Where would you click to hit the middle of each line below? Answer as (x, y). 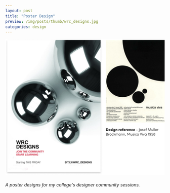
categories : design (26, 27)
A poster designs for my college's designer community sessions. (73, 185)
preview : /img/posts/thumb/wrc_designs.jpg (52, 21)
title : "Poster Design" (30, 16)
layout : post (19, 11)
